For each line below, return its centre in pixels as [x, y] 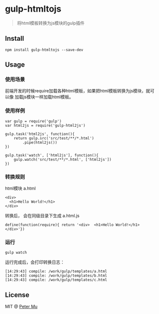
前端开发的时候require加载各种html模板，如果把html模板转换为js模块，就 [78, 91]
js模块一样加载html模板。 [48, 97]
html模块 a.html [20, 189]
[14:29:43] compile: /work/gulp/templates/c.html [56, 280]
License [17, 295]
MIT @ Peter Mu [21, 307]
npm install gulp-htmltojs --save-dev [44, 50]
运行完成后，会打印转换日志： [35, 262]
